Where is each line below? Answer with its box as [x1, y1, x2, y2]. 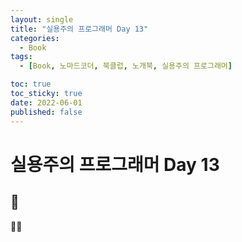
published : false [10, 107, 83, 117]
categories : [10, 33, 60, 43]
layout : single [10, 14, 74, 25]
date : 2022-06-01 [10, 97, 83, 108]
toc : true [10, 79, 52, 90]
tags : [10, 52, 33, 62]
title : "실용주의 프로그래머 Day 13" [10, 24, 149, 34]
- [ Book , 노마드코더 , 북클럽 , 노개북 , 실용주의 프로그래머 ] [19, 61, 233, 71]
